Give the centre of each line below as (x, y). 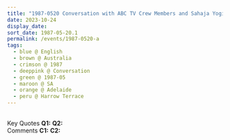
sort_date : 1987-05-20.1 (42, 33)
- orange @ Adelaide (42, 90)
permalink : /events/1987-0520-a (53, 39)
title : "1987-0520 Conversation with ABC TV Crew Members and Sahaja (108, 13)
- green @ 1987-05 (40, 77)
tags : (15, 45)
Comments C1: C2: (34, 130)
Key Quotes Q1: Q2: (35, 123)
